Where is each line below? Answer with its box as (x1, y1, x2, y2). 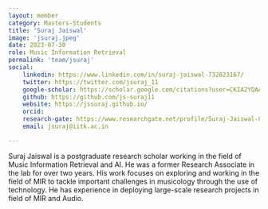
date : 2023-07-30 (8, 41, 66, 49)
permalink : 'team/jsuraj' (8, 56, 94, 64)
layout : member (8, 11, 59, 20)
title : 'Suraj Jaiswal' (8, 26, 88, 34)
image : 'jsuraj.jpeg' (8, 33, 81, 42)
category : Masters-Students (8, 19, 102, 27)
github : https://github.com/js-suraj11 (22, 93, 156, 101)
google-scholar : (22, 85, 77, 94)
